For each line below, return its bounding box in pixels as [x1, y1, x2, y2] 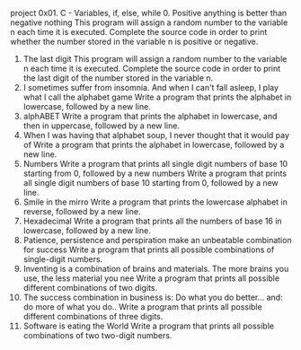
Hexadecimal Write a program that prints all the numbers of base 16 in [22, 215, 282, 226]
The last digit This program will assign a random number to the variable [22, 54, 288, 64]
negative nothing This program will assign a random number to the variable [10, 17, 288, 28]
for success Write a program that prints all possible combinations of [22, 244, 275, 255]
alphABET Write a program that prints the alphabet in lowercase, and [22, 111, 278, 121]
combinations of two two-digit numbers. [22, 330, 173, 340]
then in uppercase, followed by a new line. [22, 120, 181, 131]
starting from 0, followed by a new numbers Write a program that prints [22, 168, 287, 179]
